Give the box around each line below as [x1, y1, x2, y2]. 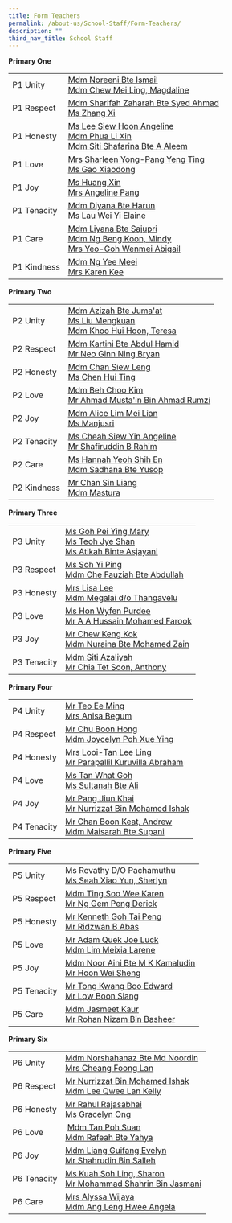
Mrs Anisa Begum [65, 710, 132, 722]
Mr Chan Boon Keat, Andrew [65, 816, 173, 827]
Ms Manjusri [67, 418, 115, 429]
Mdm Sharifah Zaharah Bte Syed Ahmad [67, 97, 219, 109]
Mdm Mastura [67, 488, 120, 499]
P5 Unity [12, 870, 46, 881]
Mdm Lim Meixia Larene [65, 945, 156, 956]
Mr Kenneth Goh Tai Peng [65, 911, 162, 922]
